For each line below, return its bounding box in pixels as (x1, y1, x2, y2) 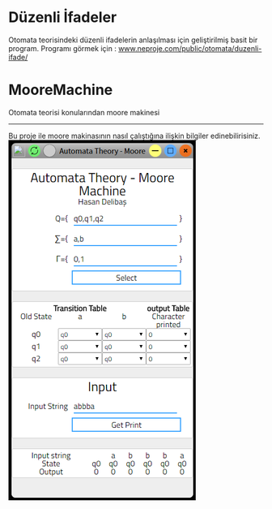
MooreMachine (8, 81, 113, 99)
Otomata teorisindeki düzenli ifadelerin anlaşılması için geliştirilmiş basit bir (8, 35, 258, 45)
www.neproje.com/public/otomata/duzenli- (118, 43, 262, 53)
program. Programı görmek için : (8, 43, 117, 53)
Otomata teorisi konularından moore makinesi (8, 107, 160, 117)
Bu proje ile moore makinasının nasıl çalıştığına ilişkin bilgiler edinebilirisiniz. (8, 131, 261, 140)
